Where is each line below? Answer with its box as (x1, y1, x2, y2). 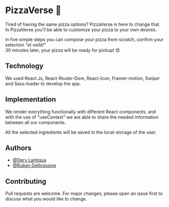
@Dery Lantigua (12, 157, 46, 163)
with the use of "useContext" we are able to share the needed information (5, 114, 159, 120)
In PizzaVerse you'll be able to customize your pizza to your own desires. (5, 26, 157, 32)
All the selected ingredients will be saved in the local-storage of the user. (5, 129, 157, 135)
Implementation (5, 95, 57, 104)
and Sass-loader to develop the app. (5, 80, 81, 86)
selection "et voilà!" (5, 41, 46, 47)
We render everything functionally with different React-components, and (5, 109, 156, 115)
